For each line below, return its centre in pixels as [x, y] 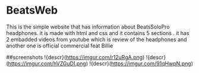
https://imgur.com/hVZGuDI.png [47, 64]
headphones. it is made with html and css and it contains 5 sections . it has [98, 33]
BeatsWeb [32, 10]
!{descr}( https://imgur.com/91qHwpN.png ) [141, 64]
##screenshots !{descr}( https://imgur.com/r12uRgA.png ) [75, 57]
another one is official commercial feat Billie [60, 46]
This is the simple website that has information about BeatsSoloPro [88, 27]
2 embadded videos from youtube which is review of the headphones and [97, 39]
